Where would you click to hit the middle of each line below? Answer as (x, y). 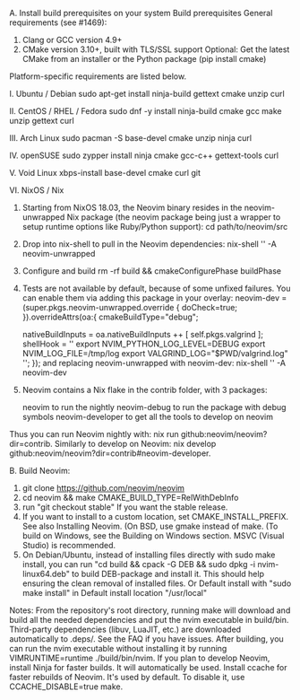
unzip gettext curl (42, 121)
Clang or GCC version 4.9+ (72, 40)
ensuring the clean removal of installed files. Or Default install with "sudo (157, 583)
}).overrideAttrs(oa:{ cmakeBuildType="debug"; (110, 317)
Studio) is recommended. (69, 545)
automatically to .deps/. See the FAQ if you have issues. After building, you (146, 639)
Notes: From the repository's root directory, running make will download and (150, 610)
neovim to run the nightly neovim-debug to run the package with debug (154, 407)
